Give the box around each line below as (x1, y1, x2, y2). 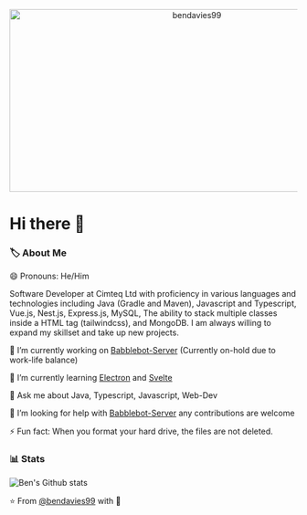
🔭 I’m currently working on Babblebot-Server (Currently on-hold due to (9, 345, 277, 356)
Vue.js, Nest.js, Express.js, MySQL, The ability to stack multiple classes (9, 308, 278, 319)
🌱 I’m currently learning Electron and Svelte (9, 373, 173, 384)
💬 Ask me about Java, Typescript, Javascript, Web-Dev (9, 390, 217, 401)
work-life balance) (9, 354, 79, 365)
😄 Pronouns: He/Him (9, 270, 90, 282)
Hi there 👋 (9, 214, 85, 235)
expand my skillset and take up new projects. (9, 327, 180, 338)
